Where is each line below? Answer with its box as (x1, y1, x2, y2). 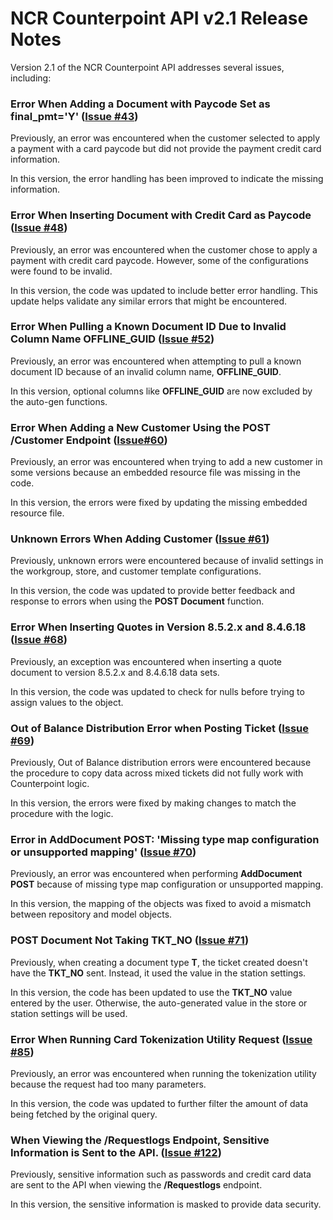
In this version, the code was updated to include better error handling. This (10, 284, 318, 296)
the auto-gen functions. (10, 395, 108, 407)
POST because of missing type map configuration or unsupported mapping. (10, 878, 324, 891)
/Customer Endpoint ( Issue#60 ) (10, 433, 168, 447)
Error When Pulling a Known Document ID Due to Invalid (10, 320, 287, 334)
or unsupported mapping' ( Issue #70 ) (10, 845, 197, 859)
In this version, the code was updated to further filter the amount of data (10, 1097, 308, 1109)
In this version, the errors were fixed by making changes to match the (10, 797, 297, 809)
